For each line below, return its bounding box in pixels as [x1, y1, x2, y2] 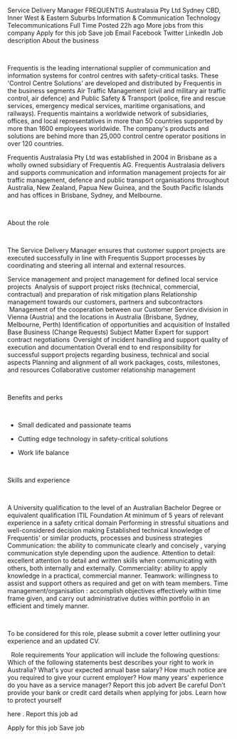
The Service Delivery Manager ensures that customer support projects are [7, 246, 226, 255]
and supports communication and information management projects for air [7, 169, 226, 176]
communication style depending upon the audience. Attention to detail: [7, 549, 216, 557]
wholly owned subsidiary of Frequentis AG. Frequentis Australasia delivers [7, 161, 226, 169]
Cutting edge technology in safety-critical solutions [17, 435, 169, 443]
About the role [7, 218, 50, 227]
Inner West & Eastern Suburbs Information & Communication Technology [7, 14, 221, 22]
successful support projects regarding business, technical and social [7, 351, 210, 358]
